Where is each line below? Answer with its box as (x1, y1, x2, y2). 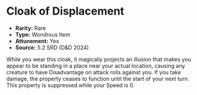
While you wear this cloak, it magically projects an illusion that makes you (6, 55, 191, 63)
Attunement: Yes (15, 37, 59, 44)
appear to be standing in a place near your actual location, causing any (6, 62, 185, 69)
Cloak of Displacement (6, 4, 124, 18)
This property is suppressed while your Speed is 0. (6, 81, 135, 89)
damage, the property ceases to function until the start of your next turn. (6, 75, 190, 82)
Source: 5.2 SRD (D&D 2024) (15, 44, 89, 51)
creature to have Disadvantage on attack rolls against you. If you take (6, 68, 182, 76)
